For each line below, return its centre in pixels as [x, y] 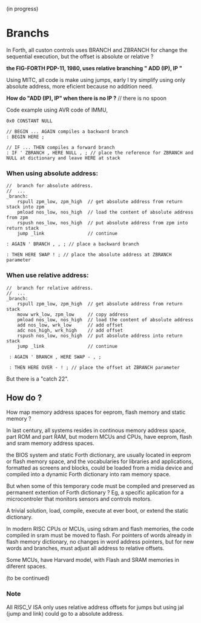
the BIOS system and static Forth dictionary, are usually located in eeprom [99, 455]
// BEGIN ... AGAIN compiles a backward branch [68, 132]
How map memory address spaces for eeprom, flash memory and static [96, 412]
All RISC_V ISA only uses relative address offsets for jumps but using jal [95, 607]
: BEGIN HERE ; [25, 137]
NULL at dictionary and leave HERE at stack [63, 158]
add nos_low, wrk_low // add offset [70, 325]
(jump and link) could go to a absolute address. [65, 613]
